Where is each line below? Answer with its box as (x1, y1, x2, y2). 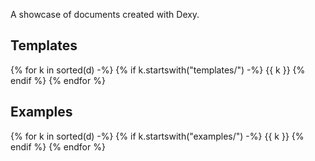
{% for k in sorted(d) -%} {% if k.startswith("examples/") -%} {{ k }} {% (10, 130, 305, 142)
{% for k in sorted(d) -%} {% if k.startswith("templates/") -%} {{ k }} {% (10, 64, 306, 76)
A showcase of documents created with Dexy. (10, 9, 200, 20)
